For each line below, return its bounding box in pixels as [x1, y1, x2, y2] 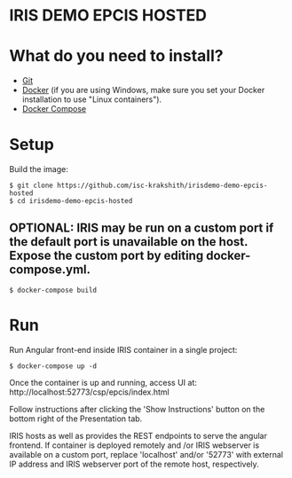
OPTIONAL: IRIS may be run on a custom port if [9, 221, 274, 236]
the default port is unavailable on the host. [9, 234, 249, 249]
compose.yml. [9, 263, 91, 278]
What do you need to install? [9, 46, 224, 67]
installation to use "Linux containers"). [21, 94, 162, 105]
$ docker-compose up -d [9, 361, 98, 371]
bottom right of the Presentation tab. [9, 413, 143, 424]
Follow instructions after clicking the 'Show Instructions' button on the [9, 404, 265, 414]
